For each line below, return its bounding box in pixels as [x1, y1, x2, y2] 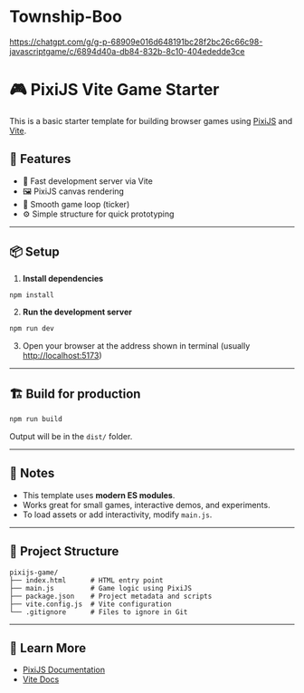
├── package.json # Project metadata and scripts [9, 592, 213, 601]
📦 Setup [9, 245, 61, 260]
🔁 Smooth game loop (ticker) [22, 198, 130, 209]
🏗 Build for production [9, 386, 141, 401]
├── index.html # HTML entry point [9, 575, 165, 585]
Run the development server [22, 306, 133, 318]
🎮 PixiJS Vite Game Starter [9, 80, 220, 101]
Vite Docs [22, 674, 60, 685]
